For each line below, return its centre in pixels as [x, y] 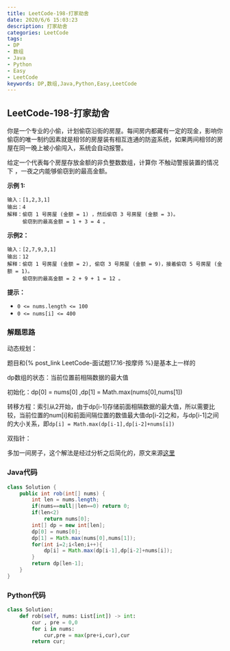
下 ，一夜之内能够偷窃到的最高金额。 [59, 171]
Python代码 [26, 595]
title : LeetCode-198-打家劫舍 [48, 13]
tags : [15, 39]
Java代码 [22, 472]
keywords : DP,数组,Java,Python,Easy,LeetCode [72, 84]
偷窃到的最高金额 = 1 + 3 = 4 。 [65, 222]
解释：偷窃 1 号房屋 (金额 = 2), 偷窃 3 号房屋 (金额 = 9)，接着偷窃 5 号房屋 [109, 265]
